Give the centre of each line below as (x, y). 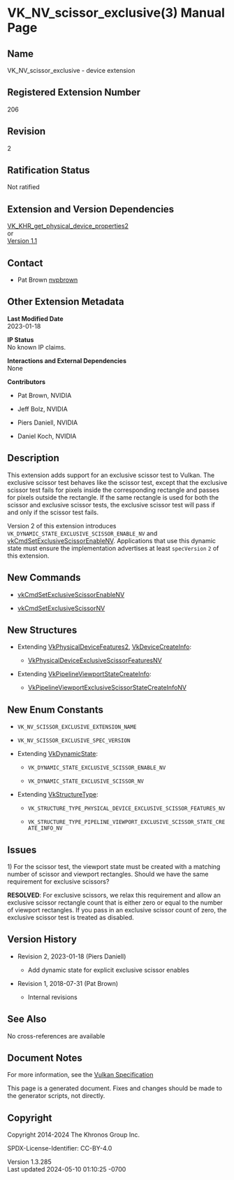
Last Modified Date (36, 318)
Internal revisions (53, 997)
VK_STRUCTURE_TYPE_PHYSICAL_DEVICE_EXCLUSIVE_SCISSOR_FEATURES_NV (126, 809)
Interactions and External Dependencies (67, 361)
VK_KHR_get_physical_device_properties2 (68, 226)
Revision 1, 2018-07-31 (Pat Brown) (68, 983)
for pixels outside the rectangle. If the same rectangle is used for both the (113, 497)
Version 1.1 (22, 241)
